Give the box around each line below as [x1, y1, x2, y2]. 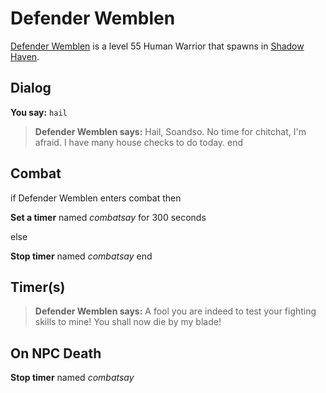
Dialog [10, 80, 52, 97]
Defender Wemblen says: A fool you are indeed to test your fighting [34, 305, 317, 317]
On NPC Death [10, 345, 102, 362]
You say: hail [10, 106, 68, 118]
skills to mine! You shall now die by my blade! [34, 316, 222, 328]
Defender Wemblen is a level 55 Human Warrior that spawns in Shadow [10, 40, 305, 52]
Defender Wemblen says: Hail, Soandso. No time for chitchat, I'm [34, 125, 307, 137]
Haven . [10, 50, 40, 62]
